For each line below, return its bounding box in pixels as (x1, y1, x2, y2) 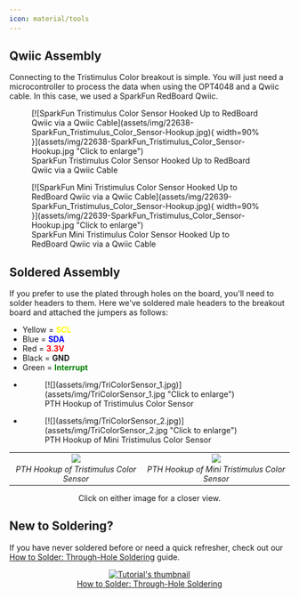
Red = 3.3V (21, 343, 65, 354)
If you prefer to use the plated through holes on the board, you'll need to (9, 288, 274, 299)
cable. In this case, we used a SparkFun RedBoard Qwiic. (9, 91, 219, 101)
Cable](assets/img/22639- (134, 191, 233, 202)
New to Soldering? (9, 519, 114, 534)
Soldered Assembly (9, 264, 121, 279)
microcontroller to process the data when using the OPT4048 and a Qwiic (9, 81, 279, 93)
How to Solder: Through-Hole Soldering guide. (9, 552, 181, 562)
